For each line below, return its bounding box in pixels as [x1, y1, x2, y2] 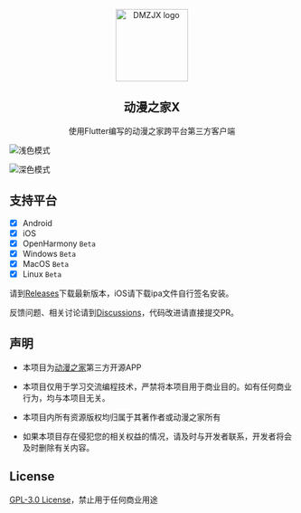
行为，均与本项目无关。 [22, 392, 110, 403]
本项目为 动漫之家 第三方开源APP [22, 362, 142, 373]
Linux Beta [22, 268, 61, 280]
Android [22, 217, 52, 228]
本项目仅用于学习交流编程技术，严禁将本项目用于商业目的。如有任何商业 [22, 381, 292, 392]
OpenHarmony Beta [22, 238, 97, 249]
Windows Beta [22, 248, 77, 259]
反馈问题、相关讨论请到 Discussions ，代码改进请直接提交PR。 [9, 308, 240, 318]
